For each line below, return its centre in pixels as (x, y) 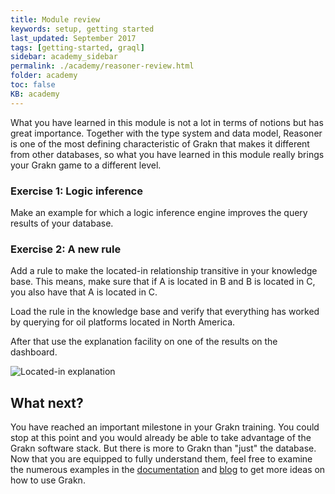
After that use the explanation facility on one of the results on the (144, 342)
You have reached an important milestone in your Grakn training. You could (165, 427)
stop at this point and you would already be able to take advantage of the (161, 438)
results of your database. (62, 223)
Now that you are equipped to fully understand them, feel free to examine (161, 459)
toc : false (33, 85)
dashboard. (34, 352)
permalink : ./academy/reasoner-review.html (102, 66)
